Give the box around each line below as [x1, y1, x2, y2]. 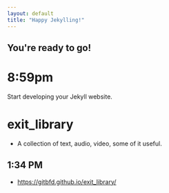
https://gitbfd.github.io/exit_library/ [17, 177, 117, 186]
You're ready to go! [7, 42, 92, 54]
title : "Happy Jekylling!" [7, 17, 85, 23]
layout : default [7, 10, 54, 17]
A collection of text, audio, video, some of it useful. [17, 139, 162, 148]
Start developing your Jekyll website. [7, 92, 112, 101]
